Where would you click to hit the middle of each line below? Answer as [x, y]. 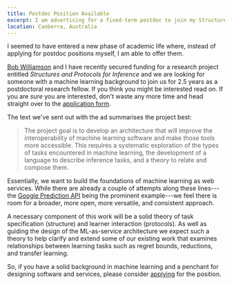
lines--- [209, 189]
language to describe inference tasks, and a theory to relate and [115, 160]
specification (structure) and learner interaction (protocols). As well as [107, 224]
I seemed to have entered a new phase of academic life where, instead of [112, 46]
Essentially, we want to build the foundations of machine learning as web [111, 181]
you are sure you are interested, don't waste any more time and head [105, 96]
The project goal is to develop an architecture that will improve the [118, 131]
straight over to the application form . [59, 104]
